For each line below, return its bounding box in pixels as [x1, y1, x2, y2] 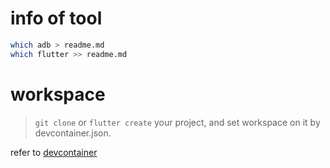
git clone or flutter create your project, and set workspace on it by [34, 116, 321, 128]
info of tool [10, 7, 103, 30]
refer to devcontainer [10, 146, 98, 158]
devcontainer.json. [34, 127, 112, 139]
